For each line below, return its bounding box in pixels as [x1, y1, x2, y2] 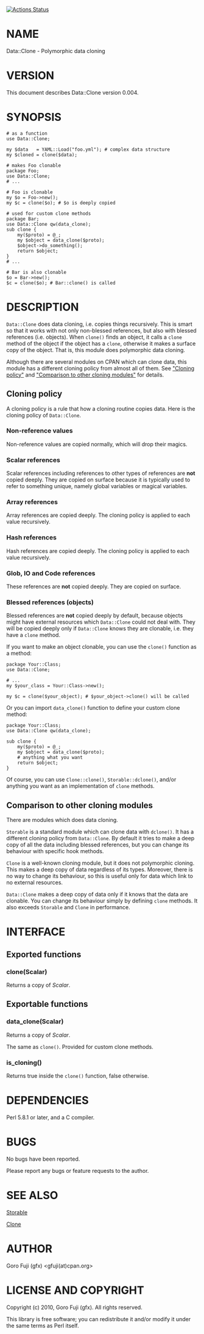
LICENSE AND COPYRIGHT [6, 1283, 144, 1297]
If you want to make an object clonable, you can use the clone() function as [6, 643, 197, 651]
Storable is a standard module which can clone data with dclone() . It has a [6, 828, 194, 835]
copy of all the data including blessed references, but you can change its [6, 841, 189, 848]
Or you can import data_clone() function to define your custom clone [6, 704, 180, 712]
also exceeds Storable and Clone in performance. [6, 904, 131, 911]
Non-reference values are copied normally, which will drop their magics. [6, 440, 188, 448]
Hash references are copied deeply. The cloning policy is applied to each [6, 547, 190, 555]
